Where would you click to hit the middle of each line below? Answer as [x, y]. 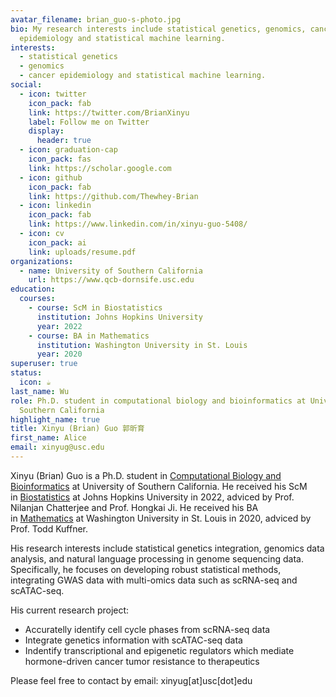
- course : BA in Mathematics [89, 336]
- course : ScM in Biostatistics [95, 308]
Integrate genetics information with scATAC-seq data [133, 640]
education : [33, 289]
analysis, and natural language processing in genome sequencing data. [157, 558]
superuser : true [44, 364]
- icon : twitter [53, 94]
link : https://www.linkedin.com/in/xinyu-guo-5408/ [138, 224]
